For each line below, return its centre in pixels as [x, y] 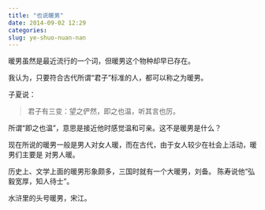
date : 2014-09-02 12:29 [47, 23]
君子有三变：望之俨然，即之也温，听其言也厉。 [103, 111]
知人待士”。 [54, 182]
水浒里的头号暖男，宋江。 [50, 198]
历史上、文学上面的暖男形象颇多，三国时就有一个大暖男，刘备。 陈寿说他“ [128, 171]
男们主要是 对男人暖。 [44, 155]
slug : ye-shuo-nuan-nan [47, 37]
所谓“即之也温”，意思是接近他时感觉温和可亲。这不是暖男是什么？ [115, 128]
